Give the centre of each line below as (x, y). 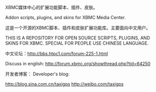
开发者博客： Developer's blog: (37, 74)
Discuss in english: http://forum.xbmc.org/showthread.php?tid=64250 (78, 64)
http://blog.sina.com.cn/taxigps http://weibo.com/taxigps (64, 84)
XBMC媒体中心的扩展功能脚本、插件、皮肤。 (52, 7)
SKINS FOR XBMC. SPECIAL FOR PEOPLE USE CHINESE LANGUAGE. (77, 43)
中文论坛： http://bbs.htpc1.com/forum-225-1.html (57, 54)
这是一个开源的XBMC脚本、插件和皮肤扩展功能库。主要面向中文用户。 (78, 28)
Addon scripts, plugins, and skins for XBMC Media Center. (65, 17)
